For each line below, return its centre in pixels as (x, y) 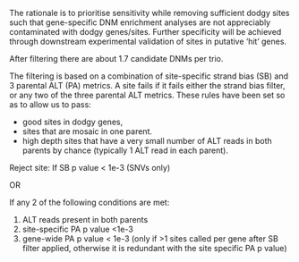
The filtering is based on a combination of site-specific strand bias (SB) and (149, 76)
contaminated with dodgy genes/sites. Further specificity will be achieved (145, 32)
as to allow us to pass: (50, 105)
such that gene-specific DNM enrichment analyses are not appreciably (140, 22)
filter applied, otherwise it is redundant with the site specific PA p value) (154, 248)
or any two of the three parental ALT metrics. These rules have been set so (147, 95)
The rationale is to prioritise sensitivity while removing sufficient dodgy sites (149, 13)
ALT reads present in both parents (85, 220)
